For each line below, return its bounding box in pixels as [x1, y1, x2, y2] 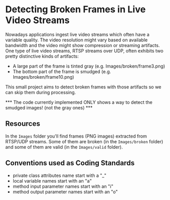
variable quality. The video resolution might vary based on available [5, 37, 148, 43]
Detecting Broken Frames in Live [5, 4, 146, 15]
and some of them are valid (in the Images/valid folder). [5, 144, 123, 150]
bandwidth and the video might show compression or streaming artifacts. [5, 42, 160, 48]
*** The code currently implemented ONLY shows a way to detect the [5, 99, 153, 105]
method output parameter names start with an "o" [12, 188, 118, 195]
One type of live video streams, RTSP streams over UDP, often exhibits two [5, 48, 164, 54]
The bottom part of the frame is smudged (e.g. [12, 68, 111, 75]
